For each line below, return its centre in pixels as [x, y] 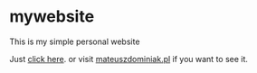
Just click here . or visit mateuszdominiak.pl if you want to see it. [129, 59]
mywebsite [52, 17]
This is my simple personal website [75, 41]
